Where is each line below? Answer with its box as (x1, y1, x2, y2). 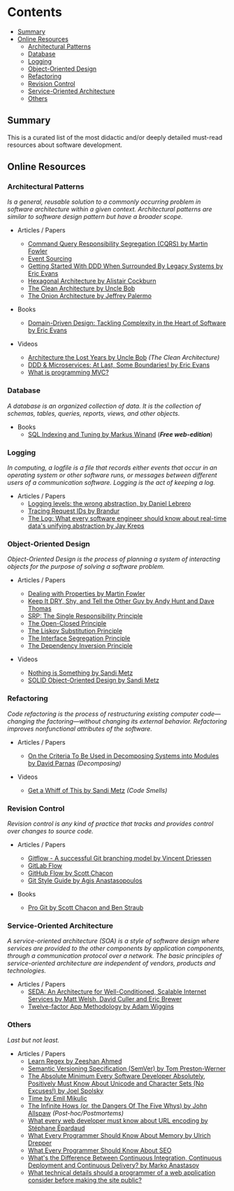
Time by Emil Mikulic (27, 1094, 87, 1102)
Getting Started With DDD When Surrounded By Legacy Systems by (27, 262, 224, 270)
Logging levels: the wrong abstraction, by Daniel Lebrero (27, 500, 191, 508)
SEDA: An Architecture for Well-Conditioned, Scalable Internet (27, 987, 207, 996)
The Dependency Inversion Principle (27, 642, 133, 650)
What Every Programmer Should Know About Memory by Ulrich (27, 1131, 211, 1139)
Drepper (27, 1139, 52, 1147)
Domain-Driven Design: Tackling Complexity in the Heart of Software (27, 319, 226, 327)
